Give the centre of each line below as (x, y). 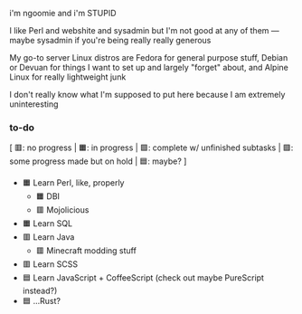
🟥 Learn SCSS (50, 264)
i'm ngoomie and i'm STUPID (63, 13)
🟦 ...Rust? (42, 301)
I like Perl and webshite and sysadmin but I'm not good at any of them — (145, 30)
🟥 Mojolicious (62, 210)
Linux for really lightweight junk (68, 77)
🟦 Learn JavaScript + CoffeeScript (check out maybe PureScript (143, 278)
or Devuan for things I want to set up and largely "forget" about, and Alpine (149, 67)
